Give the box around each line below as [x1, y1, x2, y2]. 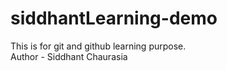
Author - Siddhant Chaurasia [10, 50, 128, 62]
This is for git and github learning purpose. [10, 40, 187, 52]
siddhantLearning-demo [10, 7, 218, 30]
